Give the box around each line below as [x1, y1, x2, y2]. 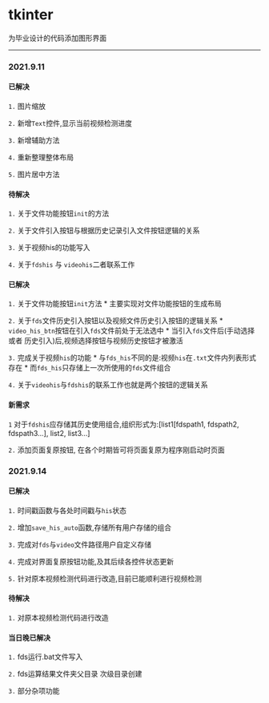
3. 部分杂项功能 [8, 686, 60, 696]
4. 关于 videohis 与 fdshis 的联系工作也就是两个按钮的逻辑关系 [8, 380, 208, 390]
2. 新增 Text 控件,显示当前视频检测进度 [8, 119, 132, 128]
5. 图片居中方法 [8, 170, 60, 180]
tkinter [8, 6, 54, 24]
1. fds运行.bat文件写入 [8, 652, 83, 662]
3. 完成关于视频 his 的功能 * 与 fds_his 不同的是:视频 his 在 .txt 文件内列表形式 [8, 353, 256, 362]
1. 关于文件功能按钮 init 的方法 [8, 208, 110, 218]
